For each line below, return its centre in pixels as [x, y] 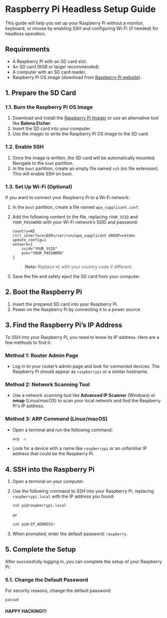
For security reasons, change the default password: [58, 591]
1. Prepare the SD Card [41, 93]
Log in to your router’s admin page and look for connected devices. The [86, 366]
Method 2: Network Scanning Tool [47, 384]
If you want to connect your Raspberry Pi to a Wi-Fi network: [68, 198]
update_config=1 [29, 240]
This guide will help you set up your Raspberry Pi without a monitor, [75, 23]
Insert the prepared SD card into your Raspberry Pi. [65, 304]
